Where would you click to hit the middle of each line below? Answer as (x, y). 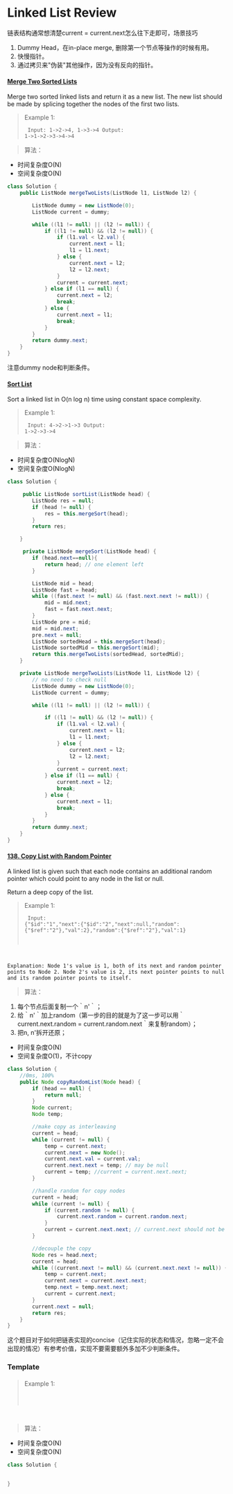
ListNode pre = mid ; (62, 622)
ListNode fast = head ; (65, 590)
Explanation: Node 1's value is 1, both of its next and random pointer (114, 966)
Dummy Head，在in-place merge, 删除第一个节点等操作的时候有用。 (115, 47)
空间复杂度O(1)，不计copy (54, 1056)
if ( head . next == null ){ (65, 558)
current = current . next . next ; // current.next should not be (135, 1230)
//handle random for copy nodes (79, 1191)
